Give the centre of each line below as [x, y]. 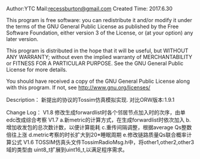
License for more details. [37, 70]
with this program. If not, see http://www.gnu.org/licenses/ [78, 88]
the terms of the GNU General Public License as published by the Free [93, 26]
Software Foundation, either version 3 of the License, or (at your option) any [100, 33]
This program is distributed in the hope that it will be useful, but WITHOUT [97, 51]
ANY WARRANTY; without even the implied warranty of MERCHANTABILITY [99, 57]
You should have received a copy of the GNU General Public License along [98, 81]
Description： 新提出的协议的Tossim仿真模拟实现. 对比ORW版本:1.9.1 [90, 100]
